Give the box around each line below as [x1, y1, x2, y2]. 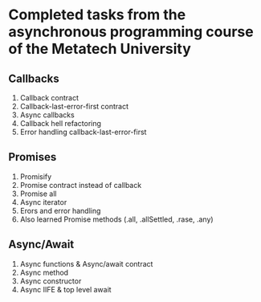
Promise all [19, 189, 57, 198]
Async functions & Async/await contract [19, 259, 153, 268]
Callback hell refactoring [19, 119, 102, 128]
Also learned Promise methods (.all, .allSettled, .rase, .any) [19, 214, 214, 224]
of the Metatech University [8, 40, 191, 58]
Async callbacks [19, 110, 75, 120]
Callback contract [19, 93, 79, 102]
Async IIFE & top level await [19, 284, 112, 294]
